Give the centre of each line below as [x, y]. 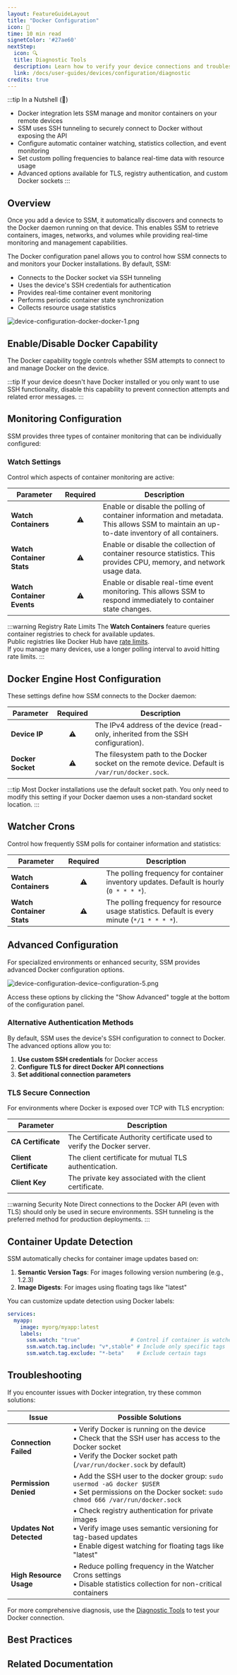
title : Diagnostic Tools [50, 60]
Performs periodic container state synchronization [91, 300]
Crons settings [97, 1575]
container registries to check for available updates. [81, 634]
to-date [116, 533]
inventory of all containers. [174, 533]
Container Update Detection [70, 1241]
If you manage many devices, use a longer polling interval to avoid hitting [114, 649]
